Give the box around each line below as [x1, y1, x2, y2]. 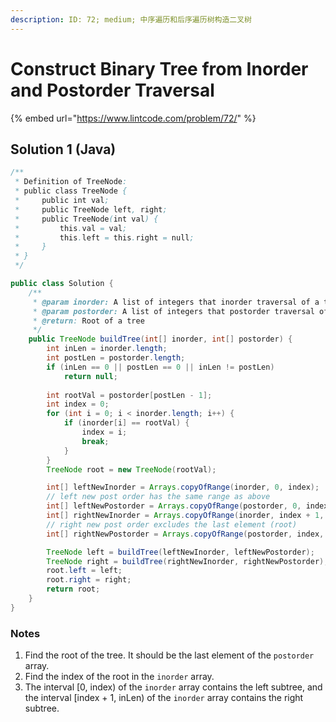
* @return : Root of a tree [32, 316, 145, 326]
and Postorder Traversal [10, 79, 215, 101]
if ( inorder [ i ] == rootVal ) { [63, 418, 190, 428]
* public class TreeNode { [14, 186, 128, 196]
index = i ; [81, 427, 128, 437]
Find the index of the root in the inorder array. [24, 671, 215, 683]
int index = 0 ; [46, 399, 110, 410]
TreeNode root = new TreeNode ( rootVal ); [46, 464, 217, 475]
